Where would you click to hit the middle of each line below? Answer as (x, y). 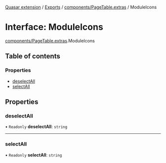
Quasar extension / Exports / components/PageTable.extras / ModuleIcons (81, 7)
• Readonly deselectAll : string (36, 127)
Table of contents (33, 56)
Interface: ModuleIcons (54, 27)
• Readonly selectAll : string (34, 155)
